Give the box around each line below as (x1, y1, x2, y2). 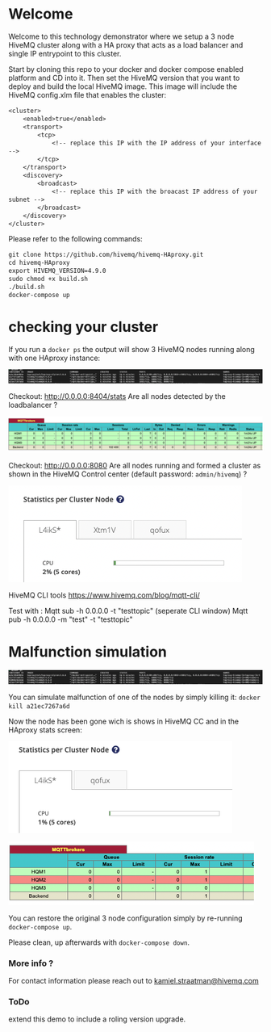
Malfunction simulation (8, 643, 168, 661)
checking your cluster (8, 318, 159, 336)
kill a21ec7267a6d (8, 702, 70, 711)
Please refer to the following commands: (8, 233, 143, 243)
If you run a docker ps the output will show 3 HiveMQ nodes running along (8, 344, 256, 354)
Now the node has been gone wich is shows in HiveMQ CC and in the (8, 716, 240, 726)
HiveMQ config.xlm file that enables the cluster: (8, 90, 167, 99)
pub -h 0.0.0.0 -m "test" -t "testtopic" (8, 615, 133, 624)
